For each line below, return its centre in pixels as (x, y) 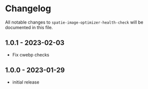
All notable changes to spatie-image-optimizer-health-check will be (74, 22)
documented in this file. (29, 27)
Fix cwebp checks (31, 55)
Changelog (28, 9)
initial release (26, 82)
